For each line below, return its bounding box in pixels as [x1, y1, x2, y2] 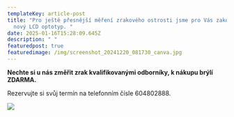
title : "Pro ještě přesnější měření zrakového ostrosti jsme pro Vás [7, 17, 214, 24]
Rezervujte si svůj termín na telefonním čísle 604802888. [7, 88, 171, 97]
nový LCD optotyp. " [13, 23, 73, 30]
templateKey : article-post [7, 10, 86, 17]
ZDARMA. [7, 75, 37, 84]
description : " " [7, 36, 58, 43]
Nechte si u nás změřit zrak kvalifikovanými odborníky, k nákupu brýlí [7, 68, 214, 77]
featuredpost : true [7, 42, 64, 49]
